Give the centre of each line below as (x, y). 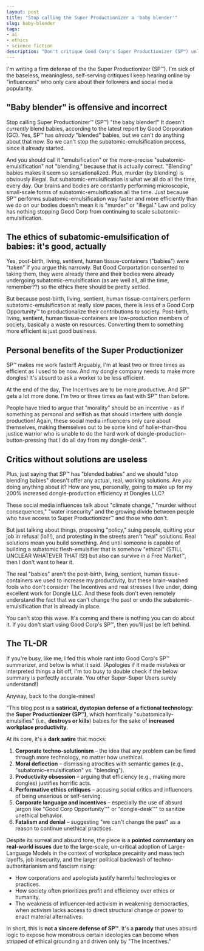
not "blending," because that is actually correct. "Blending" (119, 166)
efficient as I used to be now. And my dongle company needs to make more (101, 371)
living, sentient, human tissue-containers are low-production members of (98, 318)
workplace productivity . (37, 727)
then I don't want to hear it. (40, 562)
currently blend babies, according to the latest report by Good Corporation (100, 128)
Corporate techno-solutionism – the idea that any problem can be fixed (105, 751)
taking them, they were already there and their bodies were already (90, 274)
